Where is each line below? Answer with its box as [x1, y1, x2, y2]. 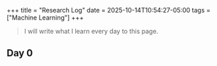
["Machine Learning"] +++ [6, 13, 84, 22]
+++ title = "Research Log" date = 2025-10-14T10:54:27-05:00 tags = [6, 6, 211, 14]
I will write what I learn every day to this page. [23, 27, 159, 35]
